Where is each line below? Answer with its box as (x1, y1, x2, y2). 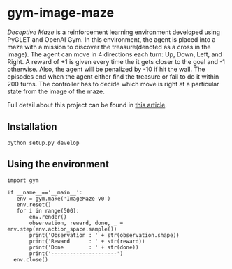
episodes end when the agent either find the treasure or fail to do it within (7, 72, 219, 81)
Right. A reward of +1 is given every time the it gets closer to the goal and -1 (7, 57, 226, 66)
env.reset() (16, 201, 52, 208)
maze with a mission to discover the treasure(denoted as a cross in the (7, 43, 211, 51)
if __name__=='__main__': (7, 189, 82, 196)
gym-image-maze (7, 5, 115, 21)
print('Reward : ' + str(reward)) (29, 238, 145, 245)
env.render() (29, 213, 68, 220)
